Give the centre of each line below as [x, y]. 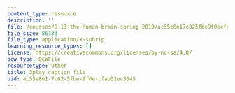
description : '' [31, 20]
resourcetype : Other [37, 66]
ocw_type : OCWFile [34, 59]
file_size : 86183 [33, 33]
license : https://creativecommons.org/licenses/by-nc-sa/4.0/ [100, 53]
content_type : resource [42, 14]
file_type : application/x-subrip [56, 40]
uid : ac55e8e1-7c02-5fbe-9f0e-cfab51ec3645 [72, 79]
